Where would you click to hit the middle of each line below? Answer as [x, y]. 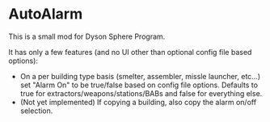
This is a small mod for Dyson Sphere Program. [87, 36]
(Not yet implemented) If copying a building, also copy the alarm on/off [138, 102]
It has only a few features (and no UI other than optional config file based [130, 52]
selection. [36, 111]
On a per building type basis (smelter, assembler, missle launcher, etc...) [140, 76]
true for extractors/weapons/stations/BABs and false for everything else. [141, 93]
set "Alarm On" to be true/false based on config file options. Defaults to [139, 85]
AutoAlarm [46, 14]
